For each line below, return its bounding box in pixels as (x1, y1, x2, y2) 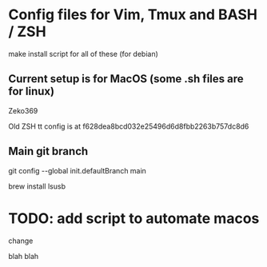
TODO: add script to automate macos (8, 209, 260, 227)
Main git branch (8, 145, 89, 158)
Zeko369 (8, 106, 38, 115)
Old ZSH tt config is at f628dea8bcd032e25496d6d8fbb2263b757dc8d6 (8, 122, 249, 131)
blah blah (8, 251, 39, 261)
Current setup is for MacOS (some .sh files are (8, 72, 244, 86)
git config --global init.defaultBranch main (8, 165, 146, 175)
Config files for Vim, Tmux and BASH (8, 6, 258, 24)
